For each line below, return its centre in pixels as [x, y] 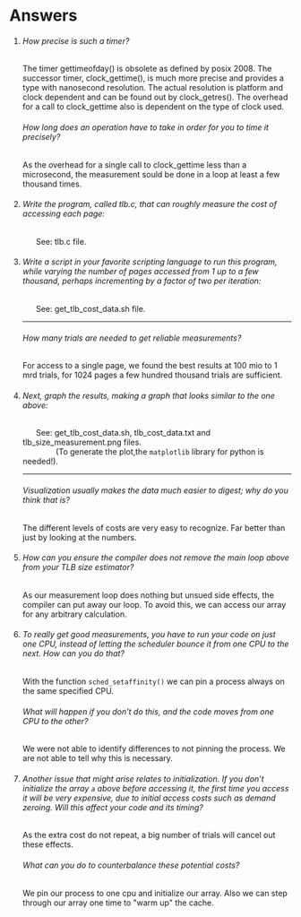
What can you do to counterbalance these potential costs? [131, 865]
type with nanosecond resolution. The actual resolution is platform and [153, 88]
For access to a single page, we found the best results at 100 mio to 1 [150, 366]
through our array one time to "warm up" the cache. [118, 903]
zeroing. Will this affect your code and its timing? [112, 807]
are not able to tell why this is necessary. [97, 758]
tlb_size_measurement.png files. [82, 442]
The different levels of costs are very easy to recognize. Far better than [154, 528]
